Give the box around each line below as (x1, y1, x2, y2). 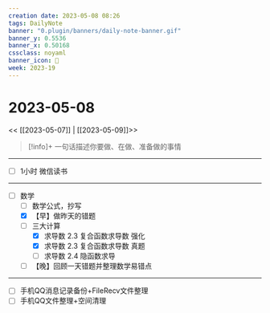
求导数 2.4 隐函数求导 (43, 251, 116, 261)
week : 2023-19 (8, 64, 56, 72)
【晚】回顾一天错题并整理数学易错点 (31, 262, 153, 271)
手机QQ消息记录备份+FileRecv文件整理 (19, 286, 149, 295)
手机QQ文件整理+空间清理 (19, 296, 107, 306)
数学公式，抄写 (31, 201, 82, 210)
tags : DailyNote (8, 19, 63, 27)
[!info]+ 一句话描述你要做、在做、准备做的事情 (27, 141, 182, 151)
